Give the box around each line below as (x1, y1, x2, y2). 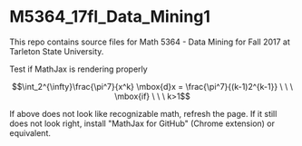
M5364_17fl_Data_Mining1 (9, 6, 211, 27)
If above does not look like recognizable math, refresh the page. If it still (9, 108, 278, 119)
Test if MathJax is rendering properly (9, 63, 148, 74)
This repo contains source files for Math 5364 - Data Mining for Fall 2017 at (9, 36, 290, 47)
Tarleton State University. (9, 45, 104, 56)
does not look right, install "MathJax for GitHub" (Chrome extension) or (9, 118, 275, 129)
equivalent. (9, 127, 52, 138)
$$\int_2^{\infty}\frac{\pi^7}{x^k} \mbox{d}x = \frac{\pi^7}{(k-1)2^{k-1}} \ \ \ (12, 81, 293, 92)
